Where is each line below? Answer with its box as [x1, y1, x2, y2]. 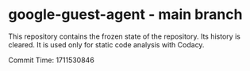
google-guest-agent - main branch [8, 6, 243, 24]
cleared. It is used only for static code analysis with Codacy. [8, 39, 205, 49]
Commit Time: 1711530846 [8, 55, 95, 65]
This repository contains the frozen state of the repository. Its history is [8, 32, 240, 41]
